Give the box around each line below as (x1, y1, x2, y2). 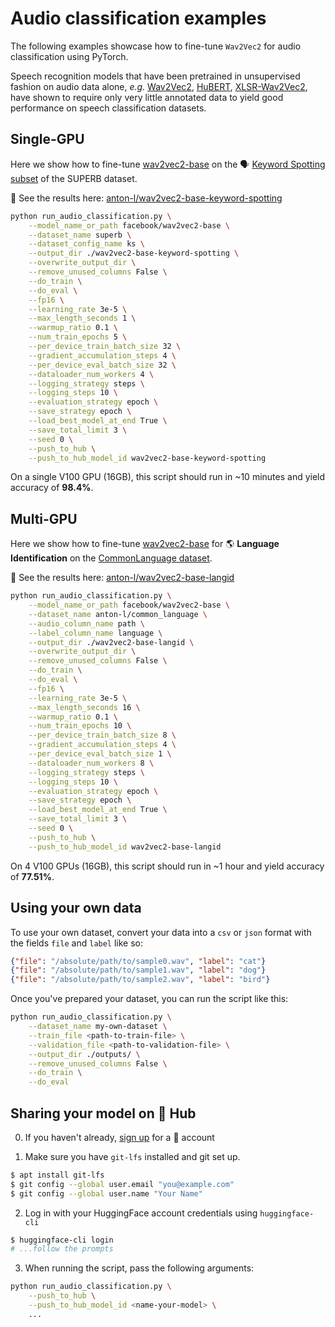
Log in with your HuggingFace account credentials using (24, 1207, 258, 1219)
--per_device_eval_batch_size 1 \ (28, 749, 172, 759)
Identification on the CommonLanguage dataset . (10, 552, 213, 564)
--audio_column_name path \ (28, 618, 145, 629)
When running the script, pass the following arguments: (24, 1262, 255, 1274)
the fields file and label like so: (10, 937, 144, 949)
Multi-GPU (10, 510, 78, 527)
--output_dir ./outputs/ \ (28, 1049, 141, 1059)
